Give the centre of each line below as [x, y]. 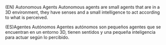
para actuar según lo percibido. [37, 37]
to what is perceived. [27, 17]
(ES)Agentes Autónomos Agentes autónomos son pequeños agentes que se [83, 27]
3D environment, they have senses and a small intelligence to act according [83, 12]
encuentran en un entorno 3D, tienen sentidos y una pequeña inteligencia [80, 32]
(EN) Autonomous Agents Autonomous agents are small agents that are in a [83, 7]
